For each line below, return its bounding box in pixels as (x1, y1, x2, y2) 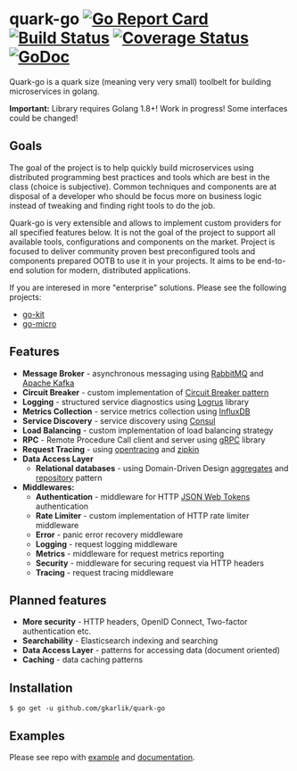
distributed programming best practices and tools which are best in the (9, 171, 270, 182)
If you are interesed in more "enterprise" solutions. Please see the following (9, 282, 287, 293)
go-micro (21, 318, 57, 329)
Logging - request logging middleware (35, 538, 178, 549)
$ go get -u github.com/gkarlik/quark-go (9, 704, 166, 713)
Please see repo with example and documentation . (9, 752, 195, 762)
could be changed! (9, 112, 78, 123)
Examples (9, 728, 65, 743)
